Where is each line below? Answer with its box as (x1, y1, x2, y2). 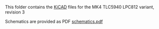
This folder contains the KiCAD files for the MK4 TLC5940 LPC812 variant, (5, 4, 155, 10)
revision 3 (5, 9, 25, 15)
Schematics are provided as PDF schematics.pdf (5, 19, 103, 24)
